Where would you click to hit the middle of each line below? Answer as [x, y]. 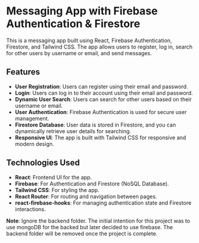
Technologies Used [43, 163]
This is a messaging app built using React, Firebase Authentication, [89, 40]
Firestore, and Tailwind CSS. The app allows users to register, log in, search [99, 47]
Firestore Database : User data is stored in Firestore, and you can [95, 125]
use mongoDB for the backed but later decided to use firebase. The [90, 227]
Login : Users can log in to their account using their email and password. [104, 93]
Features [23, 72]
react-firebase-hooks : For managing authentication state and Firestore [103, 203]
